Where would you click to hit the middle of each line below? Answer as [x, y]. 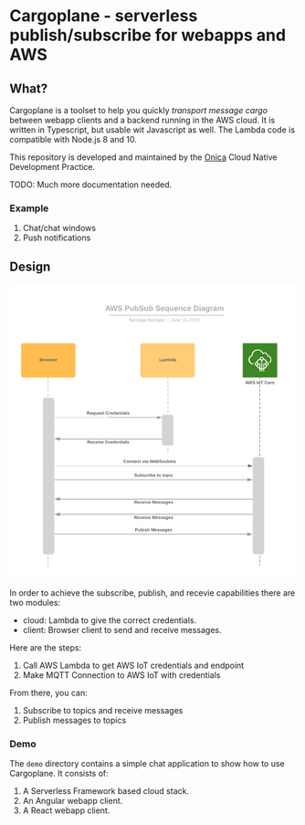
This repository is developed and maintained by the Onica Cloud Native [143, 157]
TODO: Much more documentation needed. [90, 185]
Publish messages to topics [74, 720]
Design [30, 266]
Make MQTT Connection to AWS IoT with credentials [121, 675]
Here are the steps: [46, 647]
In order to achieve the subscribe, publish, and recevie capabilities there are [152, 592]
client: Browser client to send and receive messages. [122, 629]
